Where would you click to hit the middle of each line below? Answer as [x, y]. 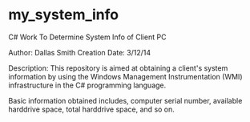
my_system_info [63, 15]
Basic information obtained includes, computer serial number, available [125, 100]
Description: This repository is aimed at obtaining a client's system [118, 68]
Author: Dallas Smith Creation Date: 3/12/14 [80, 52]
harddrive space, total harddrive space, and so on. [91, 109]
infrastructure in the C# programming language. [87, 85]
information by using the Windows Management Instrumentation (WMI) [125, 76]
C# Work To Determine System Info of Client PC [87, 37]
